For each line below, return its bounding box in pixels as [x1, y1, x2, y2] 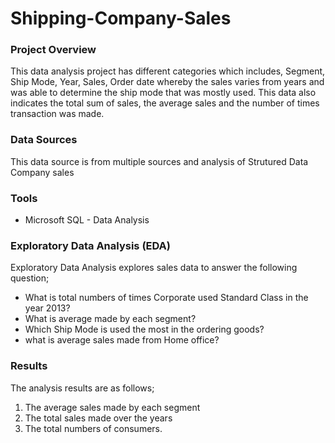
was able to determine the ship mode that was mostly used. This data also [10, 87, 317, 99]
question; [10, 272, 50, 284]
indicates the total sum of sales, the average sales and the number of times [10, 97, 320, 109]
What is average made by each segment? [24, 313, 197, 325]
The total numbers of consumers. [24, 422, 163, 434]
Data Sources [10, 133, 78, 147]
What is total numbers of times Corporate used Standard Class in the [24, 292, 309, 304]
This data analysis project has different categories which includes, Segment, [10, 65, 326, 77]
